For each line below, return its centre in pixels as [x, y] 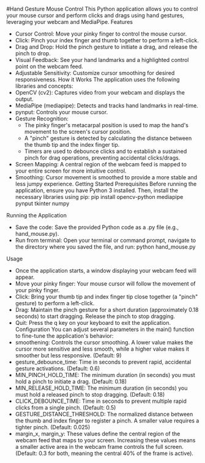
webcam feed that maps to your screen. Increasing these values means [105, 440]
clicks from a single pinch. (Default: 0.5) [65, 407]
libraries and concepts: [44, 86]
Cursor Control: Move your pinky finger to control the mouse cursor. [101, 34]
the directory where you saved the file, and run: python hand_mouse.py [105, 247]
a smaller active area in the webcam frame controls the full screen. [99, 447]
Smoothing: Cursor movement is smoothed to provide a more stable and [106, 177]
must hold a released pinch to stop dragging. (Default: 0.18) [90, 395]
